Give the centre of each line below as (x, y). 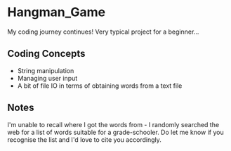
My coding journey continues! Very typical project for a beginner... (103, 32)
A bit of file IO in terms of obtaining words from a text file (100, 86)
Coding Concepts (46, 54)
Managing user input (47, 78)
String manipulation (46, 70)
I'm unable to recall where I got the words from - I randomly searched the (113, 124)
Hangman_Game (57, 12)
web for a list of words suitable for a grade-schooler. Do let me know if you (115, 132)
